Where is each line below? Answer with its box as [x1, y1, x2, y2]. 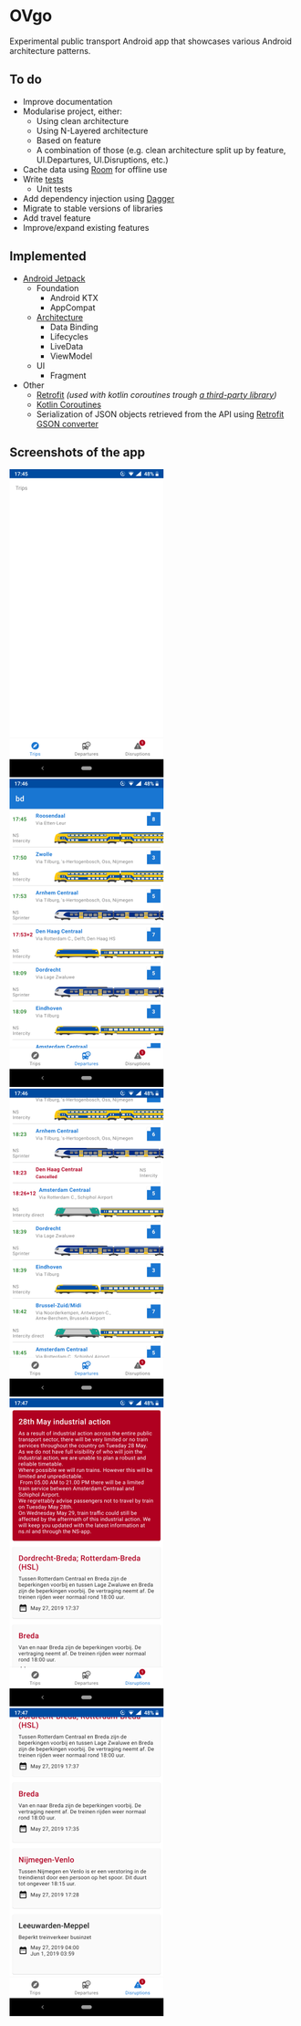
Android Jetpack [22, 273, 86, 284]
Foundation [36, 282, 79, 293]
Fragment [49, 370, 87, 381]
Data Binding [49, 321, 99, 332]
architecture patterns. [9, 45, 91, 56]
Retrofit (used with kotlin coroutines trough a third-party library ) [36, 389, 277, 400]
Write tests [22, 173, 64, 184]
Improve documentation [22, 96, 113, 107]
